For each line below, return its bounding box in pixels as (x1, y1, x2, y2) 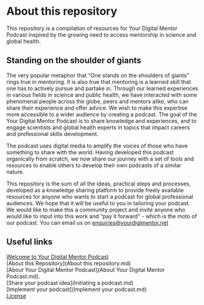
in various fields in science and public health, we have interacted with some (6, 91, 197, 99)
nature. (6, 168, 25, 175)
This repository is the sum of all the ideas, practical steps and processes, (6, 179, 191, 187)
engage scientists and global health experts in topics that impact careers (6, 124, 190, 131)
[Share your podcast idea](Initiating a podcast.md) (6, 279, 134, 286)
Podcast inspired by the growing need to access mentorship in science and (6, 31, 197, 38)
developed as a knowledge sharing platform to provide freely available (6, 186, 184, 194)
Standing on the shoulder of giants (6, 55, 142, 66)
